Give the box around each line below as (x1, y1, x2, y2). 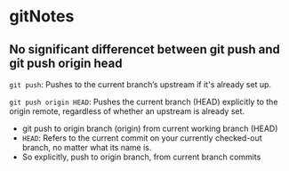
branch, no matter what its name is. (21, 142, 152, 152)
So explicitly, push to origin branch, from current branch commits (21, 151, 261, 162)
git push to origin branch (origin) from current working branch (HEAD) (21, 123, 278, 134)
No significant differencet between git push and (9, 42, 280, 57)
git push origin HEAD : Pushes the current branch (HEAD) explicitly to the (9, 96, 278, 107)
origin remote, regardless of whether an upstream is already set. (9, 106, 245, 117)
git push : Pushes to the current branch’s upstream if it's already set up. (9, 79, 272, 90)
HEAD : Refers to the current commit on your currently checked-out (21, 133, 262, 143)
